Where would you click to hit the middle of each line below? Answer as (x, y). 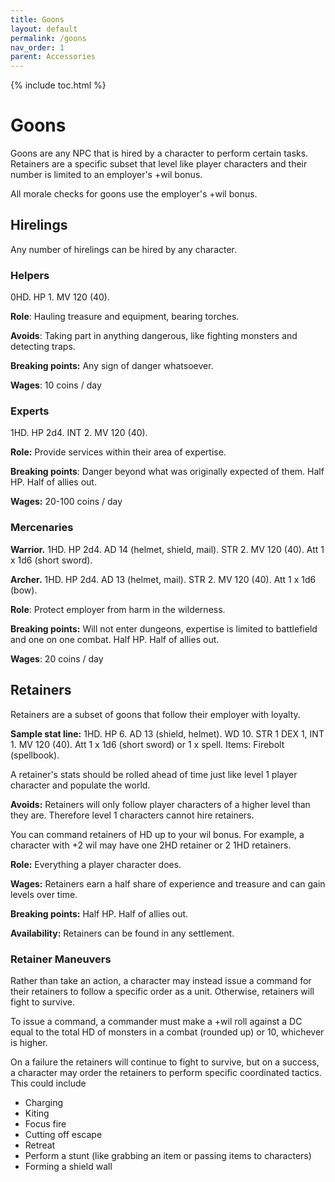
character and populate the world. (80, 785)
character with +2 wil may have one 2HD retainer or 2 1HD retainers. (151, 845)
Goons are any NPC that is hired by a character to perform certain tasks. (159, 153)
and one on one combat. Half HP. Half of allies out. (115, 639)
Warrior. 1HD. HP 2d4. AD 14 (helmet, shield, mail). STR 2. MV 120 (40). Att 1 (167, 549)
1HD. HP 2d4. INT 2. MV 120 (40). (79, 433)
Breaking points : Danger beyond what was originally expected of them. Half (167, 472)
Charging (44, 1102)
